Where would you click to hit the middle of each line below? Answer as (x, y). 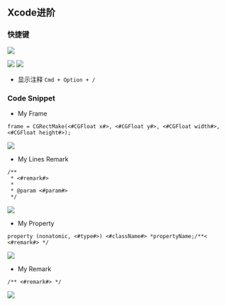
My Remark (34, 268)
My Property (36, 223)
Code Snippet (31, 98)
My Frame (32, 113)
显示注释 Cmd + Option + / (56, 79)
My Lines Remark (43, 159)
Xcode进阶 (31, 13)
